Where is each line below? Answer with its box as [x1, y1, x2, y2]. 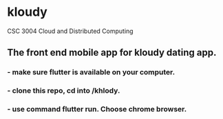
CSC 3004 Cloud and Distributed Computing [7, 27, 134, 35]
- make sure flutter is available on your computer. [7, 67, 176, 77]
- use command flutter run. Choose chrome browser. [7, 105, 187, 114]
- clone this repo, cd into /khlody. [7, 86, 120, 96]
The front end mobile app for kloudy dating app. [7, 47, 217, 58]
